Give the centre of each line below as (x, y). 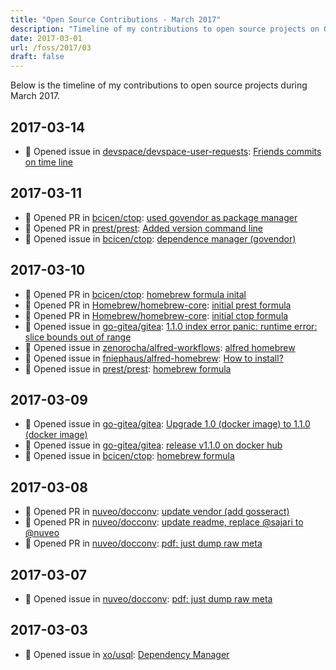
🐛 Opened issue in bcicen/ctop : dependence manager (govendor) (160, 238)
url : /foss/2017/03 (51, 47)
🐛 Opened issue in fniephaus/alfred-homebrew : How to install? (154, 358)
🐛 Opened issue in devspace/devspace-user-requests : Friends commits (173, 151)
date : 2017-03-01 (46, 38)
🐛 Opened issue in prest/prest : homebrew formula (128, 368)
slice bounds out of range (78, 337)
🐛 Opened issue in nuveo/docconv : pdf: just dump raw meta (148, 599)
